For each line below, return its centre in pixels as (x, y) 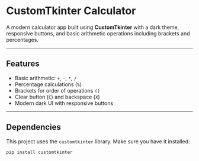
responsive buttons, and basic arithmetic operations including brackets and (98, 33)
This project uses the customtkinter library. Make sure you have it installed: (98, 141)
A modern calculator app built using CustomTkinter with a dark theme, (93, 27)
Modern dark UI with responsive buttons (64, 103)
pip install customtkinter (39, 152)
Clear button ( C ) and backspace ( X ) (57, 97)
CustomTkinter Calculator (71, 11)
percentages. (22, 40)
